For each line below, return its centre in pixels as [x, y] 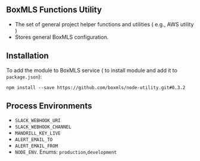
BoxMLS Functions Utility [54, 10]
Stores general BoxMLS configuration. [62, 37]
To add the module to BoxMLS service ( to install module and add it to [92, 70]
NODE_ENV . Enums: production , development [66, 152]
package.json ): [24, 77]
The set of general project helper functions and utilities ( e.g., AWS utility [104, 24]
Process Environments [49, 106]
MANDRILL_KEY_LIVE [38, 133]
